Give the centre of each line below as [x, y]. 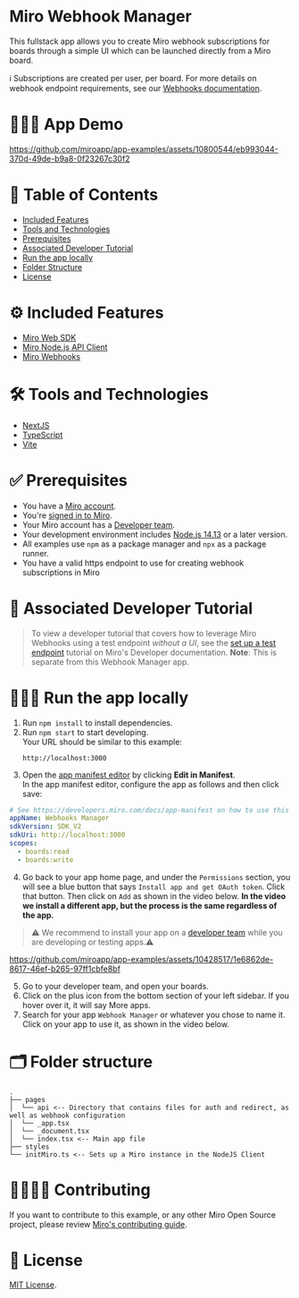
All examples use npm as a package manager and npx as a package [144, 544]
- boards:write [46, 860]
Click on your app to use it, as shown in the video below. [126, 1024]
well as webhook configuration [67, 1116]
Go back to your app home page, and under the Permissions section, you [156, 877]
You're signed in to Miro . [67, 515]
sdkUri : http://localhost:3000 [67, 835]
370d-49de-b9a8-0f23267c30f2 [70, 158]
